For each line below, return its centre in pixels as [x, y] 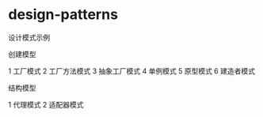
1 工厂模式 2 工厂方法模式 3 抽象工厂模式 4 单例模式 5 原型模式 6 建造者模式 [132, 71]
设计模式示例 [29, 37]
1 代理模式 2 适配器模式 [46, 104]
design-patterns [63, 15]
